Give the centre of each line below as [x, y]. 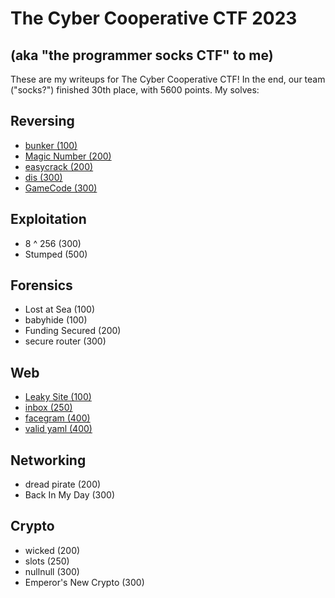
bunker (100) [51, 145]
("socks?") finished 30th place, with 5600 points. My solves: [135, 90]
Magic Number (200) [68, 156]
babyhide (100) [56, 320]
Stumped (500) [56, 254]
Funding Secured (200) [73, 331]
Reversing [42, 121]
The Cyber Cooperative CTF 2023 [154, 18]
